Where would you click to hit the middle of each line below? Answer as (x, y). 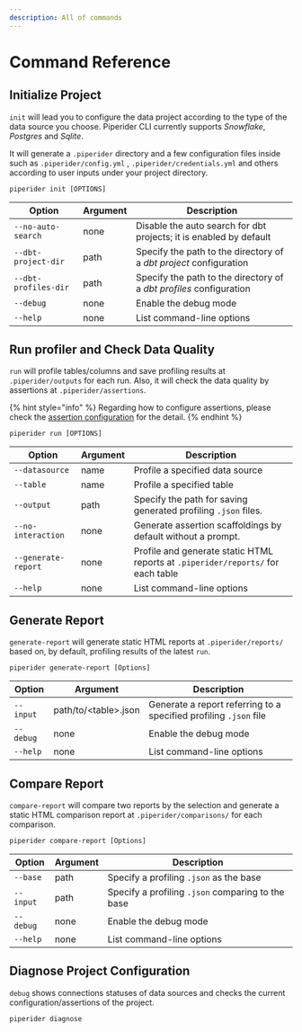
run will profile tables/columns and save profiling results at (118, 371)
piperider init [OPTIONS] (58, 189)
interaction (40, 535)
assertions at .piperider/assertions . (78, 390)
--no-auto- (37, 227)
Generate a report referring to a (215, 705)
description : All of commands (66, 18)
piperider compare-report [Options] (78, 841)
